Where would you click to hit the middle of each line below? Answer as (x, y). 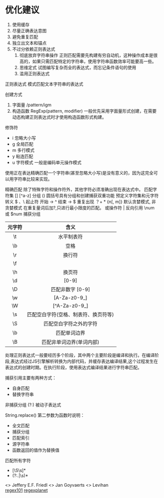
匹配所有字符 (18, 460)
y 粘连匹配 (22, 156)
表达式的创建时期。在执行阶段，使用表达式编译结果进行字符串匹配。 (73, 367)
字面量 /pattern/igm (32, 105)
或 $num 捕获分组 (23, 214)
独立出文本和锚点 (29, 43)
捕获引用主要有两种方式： (31, 377)
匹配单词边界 (71, 333)
